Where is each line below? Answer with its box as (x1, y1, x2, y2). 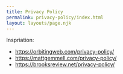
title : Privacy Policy (6, 8, 63, 15)
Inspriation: (6, 37, 34, 44)
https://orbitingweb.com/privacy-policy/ (14, 48, 115, 55)
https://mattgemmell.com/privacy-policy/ (14, 55, 117, 62)
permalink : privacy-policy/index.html (6, 14, 104, 20)
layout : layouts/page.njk (6, 20, 71, 26)
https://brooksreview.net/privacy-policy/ (14, 61, 115, 68)
